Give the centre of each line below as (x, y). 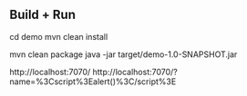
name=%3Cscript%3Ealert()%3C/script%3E (93, 82)
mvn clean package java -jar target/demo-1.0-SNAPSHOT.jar (123, 54)
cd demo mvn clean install (59, 36)
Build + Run (42, 15)
